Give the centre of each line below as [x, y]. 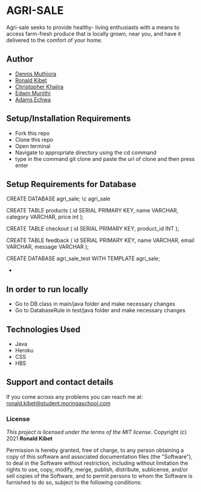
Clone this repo [34, 139]
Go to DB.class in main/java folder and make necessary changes [95, 304]
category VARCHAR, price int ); [45, 217]
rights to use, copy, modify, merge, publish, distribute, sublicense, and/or [97, 470]
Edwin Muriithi [33, 93]
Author [20, 59]
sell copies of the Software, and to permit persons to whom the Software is [100, 476]
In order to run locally [47, 289]
